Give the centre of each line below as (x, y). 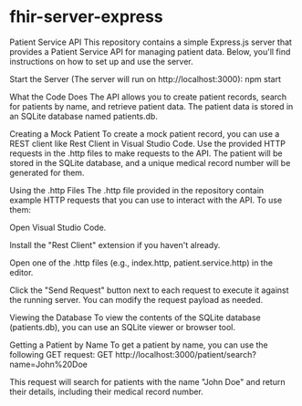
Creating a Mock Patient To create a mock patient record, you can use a (145, 133)
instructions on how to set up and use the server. (101, 61)
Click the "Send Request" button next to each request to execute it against (149, 290)
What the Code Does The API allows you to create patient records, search (148, 97)
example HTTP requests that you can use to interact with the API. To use (146, 200)
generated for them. (47, 172)
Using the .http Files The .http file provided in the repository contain (137, 190)
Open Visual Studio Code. (58, 227)
